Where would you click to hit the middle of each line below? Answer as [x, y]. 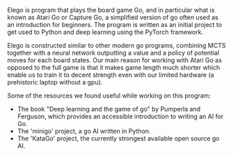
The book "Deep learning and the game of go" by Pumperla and [109, 109]
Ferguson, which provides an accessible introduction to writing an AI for [120, 116]
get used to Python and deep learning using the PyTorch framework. [105, 32]
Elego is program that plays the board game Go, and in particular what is [111, 10]
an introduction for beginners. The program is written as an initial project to [115, 25]
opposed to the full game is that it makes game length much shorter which [114, 67]
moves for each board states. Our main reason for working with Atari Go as [115, 60]
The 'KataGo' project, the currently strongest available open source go [118, 138]
